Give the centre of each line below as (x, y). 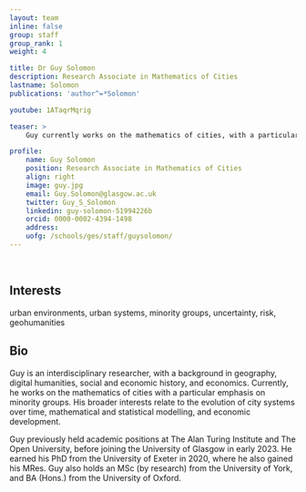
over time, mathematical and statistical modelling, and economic (130, 412)
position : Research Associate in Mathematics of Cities (134, 169)
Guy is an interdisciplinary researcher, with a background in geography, (143, 373)
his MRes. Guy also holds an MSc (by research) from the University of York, (151, 468)
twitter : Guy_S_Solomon (71, 202)
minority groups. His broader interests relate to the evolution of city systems (153, 402)
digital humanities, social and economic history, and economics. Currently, (149, 383)
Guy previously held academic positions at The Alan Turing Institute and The (153, 439)
